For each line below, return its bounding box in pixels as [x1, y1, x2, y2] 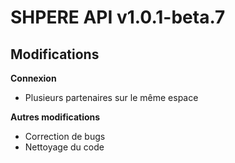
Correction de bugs [24, 131, 106, 142]
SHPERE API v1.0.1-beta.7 [10, 6, 226, 29]
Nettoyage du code [24, 141, 105, 153]
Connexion [10, 72, 57, 84]
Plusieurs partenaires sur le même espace [24, 92, 199, 103]
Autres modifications [10, 111, 101, 123]
